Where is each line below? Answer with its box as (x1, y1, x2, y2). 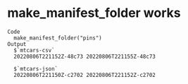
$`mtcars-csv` (13, 47, 55, 54)
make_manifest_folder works (7, 5, 181, 21)
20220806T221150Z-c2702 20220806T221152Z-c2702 (13, 71, 156, 78)
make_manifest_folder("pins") (13, 34, 102, 42)
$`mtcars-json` (13, 65, 58, 72)
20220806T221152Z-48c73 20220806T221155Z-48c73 (13, 53, 156, 60)
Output (7, 40, 27, 47)
